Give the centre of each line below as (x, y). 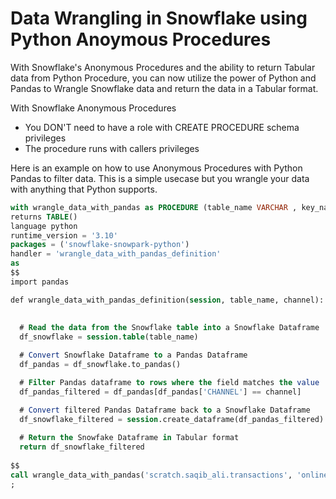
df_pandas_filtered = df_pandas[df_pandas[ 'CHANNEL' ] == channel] (160, 392)
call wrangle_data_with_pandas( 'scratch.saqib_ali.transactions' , (151, 475)
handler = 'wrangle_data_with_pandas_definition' (116, 254)
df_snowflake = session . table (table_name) (109, 337)
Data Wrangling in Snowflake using (159, 18)
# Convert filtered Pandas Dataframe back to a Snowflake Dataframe (165, 410)
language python (44, 226)
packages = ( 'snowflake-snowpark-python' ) (100, 245)
